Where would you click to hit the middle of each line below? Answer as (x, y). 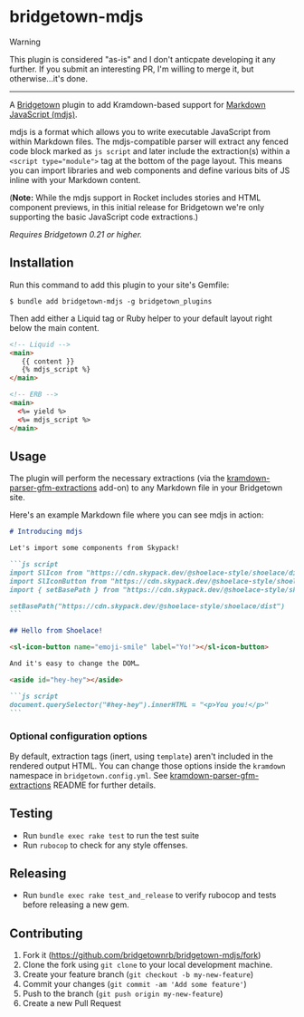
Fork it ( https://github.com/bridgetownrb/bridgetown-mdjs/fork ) (142, 955)
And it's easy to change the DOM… (75, 663)
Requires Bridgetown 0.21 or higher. (76, 234)
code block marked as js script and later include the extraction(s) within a (150, 150)
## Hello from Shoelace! (56, 631)
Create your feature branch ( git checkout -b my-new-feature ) (138, 974)
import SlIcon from (46, 573)
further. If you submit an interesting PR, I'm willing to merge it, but (132, 69)
